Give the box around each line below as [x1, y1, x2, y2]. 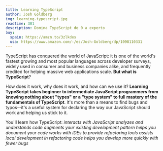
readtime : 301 [5, 21, 35, 26]
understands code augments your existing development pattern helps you [5, 124, 156, 130]
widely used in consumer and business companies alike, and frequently [5, 63, 151, 69]
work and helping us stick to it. [5, 110, 68, 115]
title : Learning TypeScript [5, 7, 64, 12]
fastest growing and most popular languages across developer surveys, [5, 58, 151, 64]
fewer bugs [5, 140, 29, 146]
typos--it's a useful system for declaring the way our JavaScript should [5, 104, 151, 110]
